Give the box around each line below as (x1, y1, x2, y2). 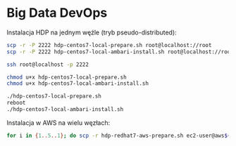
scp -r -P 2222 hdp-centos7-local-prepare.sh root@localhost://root (6, 41, 212, 48)
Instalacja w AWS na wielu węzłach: (6, 118, 111, 127)
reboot (6, 100, 26, 107)
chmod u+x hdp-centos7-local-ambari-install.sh (6, 80, 149, 87)
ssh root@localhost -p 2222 (6, 61, 89, 68)
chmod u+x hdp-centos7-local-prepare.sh (6, 74, 128, 81)
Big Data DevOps (6, 5, 108, 21)
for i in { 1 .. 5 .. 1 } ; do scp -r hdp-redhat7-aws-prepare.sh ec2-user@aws (6, 132, 225, 139)
